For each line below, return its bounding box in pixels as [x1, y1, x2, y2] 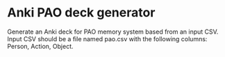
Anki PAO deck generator [7, 5, 156, 21]
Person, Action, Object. [7, 42, 74, 50]
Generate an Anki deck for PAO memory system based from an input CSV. [7, 27, 219, 36]
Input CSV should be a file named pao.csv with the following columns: [7, 34, 208, 43]
